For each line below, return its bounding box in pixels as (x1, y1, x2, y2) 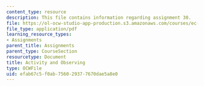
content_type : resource (6, 8, 67, 15)
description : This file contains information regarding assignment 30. (6, 15, 191, 21)
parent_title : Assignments (6, 43, 75, 49)
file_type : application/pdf (6, 25, 78, 32)
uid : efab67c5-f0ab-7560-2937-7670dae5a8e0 (6, 71, 118, 77)
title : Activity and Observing (6, 59, 86, 65)
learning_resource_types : (6, 31, 72, 38)
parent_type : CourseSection (6, 48, 78, 55)
